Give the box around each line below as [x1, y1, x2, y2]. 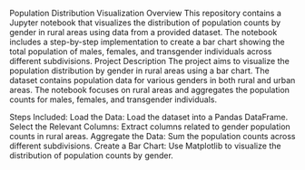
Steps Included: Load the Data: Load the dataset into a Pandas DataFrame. [9, 112, 289, 122]
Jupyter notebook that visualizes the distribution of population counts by [9, 17, 281, 28]
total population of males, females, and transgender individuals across [9, 46, 272, 57]
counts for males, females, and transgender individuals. [9, 94, 218, 105]
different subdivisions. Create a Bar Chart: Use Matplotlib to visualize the [9, 140, 281, 151]
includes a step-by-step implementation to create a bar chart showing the [9, 36, 286, 47]
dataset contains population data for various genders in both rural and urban [9, 75, 296, 85]
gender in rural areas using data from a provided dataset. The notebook [9, 27, 278, 37]
